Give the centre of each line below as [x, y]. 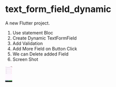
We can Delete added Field [40, 54]
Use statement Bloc [33, 32]
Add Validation [28, 43]
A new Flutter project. [28, 23]
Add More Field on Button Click [45, 48]
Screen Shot [25, 59]
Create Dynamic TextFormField [44, 38]
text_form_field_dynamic [58, 9]
